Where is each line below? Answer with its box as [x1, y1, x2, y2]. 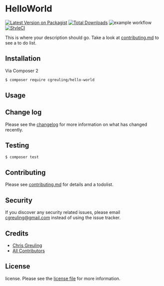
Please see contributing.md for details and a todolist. [5, 181, 114, 187]
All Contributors [12, 247, 45, 253]
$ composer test [5, 154, 39, 159]
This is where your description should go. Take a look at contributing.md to [5, 34, 160, 40]
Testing [5, 141, 29, 150]
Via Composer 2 [5, 67, 38, 73]
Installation [5, 54, 41, 63]
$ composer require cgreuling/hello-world [5, 77, 95, 82]
